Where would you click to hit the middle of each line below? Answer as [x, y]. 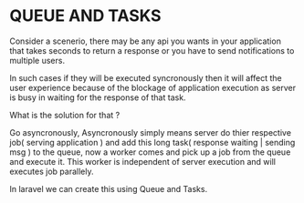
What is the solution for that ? [65, 115]
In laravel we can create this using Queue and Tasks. [109, 188]
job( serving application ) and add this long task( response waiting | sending [152, 142]
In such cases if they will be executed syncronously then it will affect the [146, 77]
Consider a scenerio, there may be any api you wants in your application [145, 41]
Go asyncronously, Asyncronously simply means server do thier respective [151, 132]
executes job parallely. [52, 171]
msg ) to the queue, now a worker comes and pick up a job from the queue [150, 152]
